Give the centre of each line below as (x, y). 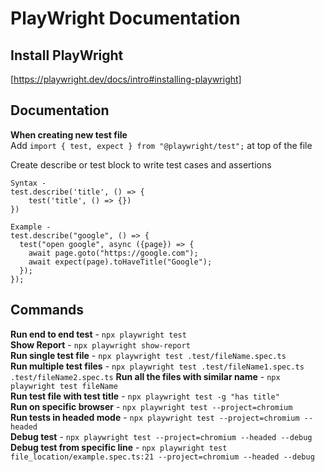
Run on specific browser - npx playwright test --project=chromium (151, 406)
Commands (47, 310)
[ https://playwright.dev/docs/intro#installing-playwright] (126, 79)
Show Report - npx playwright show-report (100, 344)
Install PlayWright (67, 55)
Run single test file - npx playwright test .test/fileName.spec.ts (148, 355)
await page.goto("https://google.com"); (113, 253)
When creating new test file (69, 134)
